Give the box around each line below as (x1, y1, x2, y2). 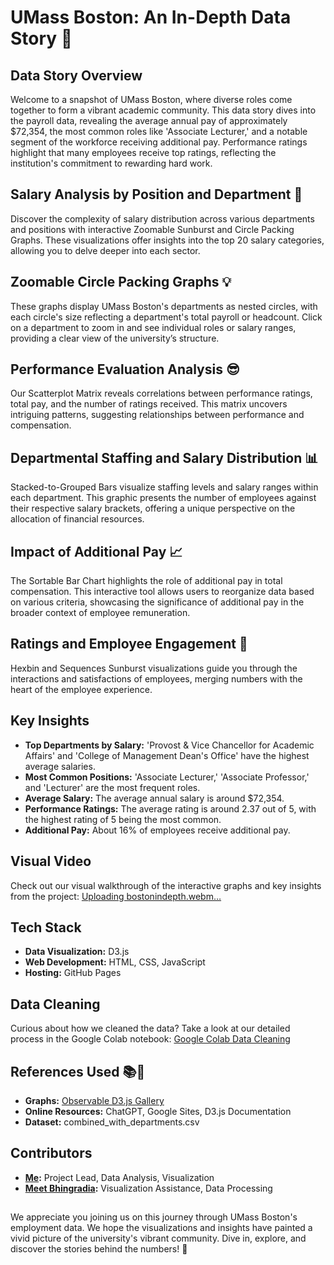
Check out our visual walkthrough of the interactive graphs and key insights (10, 879, 322, 891)
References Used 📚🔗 (10, 1063, 146, 1080)
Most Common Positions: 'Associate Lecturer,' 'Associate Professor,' (24, 771, 310, 783)
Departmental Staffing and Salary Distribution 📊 (10, 449, 319, 466)
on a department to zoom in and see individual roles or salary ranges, (10, 321, 297, 333)
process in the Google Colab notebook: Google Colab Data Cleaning (10, 1033, 291, 1045)
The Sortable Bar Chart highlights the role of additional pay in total (10, 575, 283, 587)
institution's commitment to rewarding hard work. (10, 157, 213, 169)
